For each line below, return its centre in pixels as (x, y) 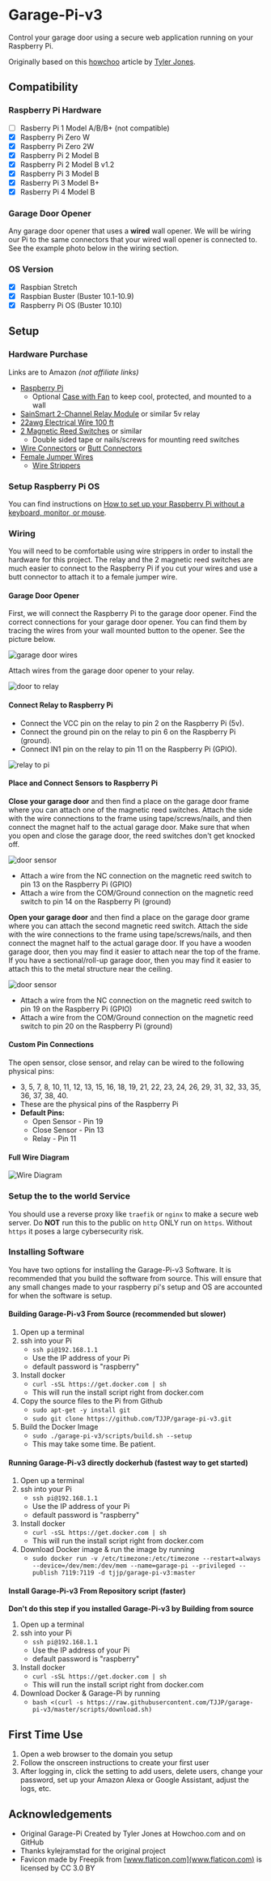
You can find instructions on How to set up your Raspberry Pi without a (127, 503)
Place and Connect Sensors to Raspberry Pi (83, 783)
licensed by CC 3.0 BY (57, 1868)
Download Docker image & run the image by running (107, 1550)
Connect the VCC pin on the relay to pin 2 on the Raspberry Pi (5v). (132, 723)
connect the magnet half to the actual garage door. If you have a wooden (130, 943)
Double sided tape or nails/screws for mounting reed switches (136, 439)
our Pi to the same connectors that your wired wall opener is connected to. (133, 240)
